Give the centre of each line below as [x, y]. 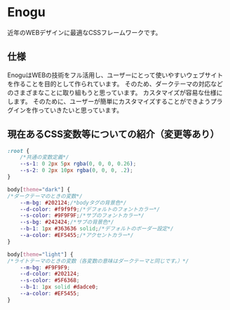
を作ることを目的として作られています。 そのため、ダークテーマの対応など [115, 83]
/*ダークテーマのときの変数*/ [45, 196]
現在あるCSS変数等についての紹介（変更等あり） [113, 134]
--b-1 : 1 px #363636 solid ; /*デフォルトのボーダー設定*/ [97, 229]
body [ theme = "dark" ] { [39, 189]
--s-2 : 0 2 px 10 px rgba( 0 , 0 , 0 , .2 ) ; [76, 170]
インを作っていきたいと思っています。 [68, 110]
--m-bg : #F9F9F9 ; [45, 267]
